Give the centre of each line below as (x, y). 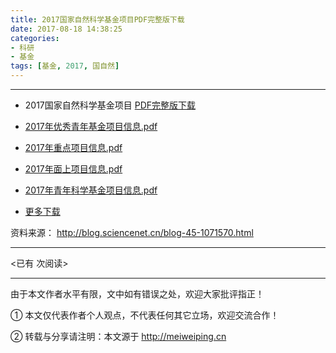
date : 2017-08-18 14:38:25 (66, 29)
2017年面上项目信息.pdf (73, 169)
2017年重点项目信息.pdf (73, 147)
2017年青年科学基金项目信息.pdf (91, 190)
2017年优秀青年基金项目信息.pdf (91, 126)
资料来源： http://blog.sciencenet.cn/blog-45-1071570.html (132, 232)
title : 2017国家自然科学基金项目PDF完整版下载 (97, 19)
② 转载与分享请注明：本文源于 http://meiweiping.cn (118, 336)
